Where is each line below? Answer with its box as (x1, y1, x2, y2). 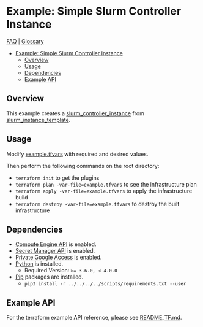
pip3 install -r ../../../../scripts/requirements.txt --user (24, 281, 186, 287)
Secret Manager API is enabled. (15, 247, 95, 255)
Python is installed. (15, 260, 64, 267)
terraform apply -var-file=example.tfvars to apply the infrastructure (15, 187, 193, 194)
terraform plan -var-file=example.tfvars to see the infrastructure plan (15, 180, 197, 188)
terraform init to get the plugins (15, 174, 100, 182)
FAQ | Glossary (6, 37, 44, 45)
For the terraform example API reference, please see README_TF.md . (6, 314, 182, 321)
